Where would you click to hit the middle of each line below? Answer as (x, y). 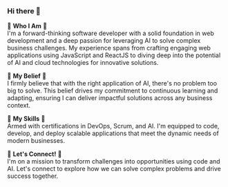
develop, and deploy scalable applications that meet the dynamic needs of (113, 133)
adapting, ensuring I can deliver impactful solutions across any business (110, 98)
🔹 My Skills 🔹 (26, 119)
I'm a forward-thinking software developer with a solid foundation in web (111, 33)
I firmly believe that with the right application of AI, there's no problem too (112, 83)
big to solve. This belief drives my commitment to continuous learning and (113, 91)
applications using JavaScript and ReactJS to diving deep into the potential (114, 55)
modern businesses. (36, 141)
